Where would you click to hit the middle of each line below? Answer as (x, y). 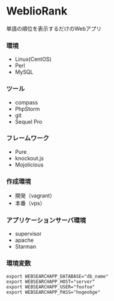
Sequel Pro (28, 121)
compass (26, 102)
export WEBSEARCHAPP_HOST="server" (51, 282)
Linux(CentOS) (33, 59)
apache (24, 240)
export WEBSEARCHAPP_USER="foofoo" (51, 287)
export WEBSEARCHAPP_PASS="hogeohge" (53, 292)
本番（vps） (30, 203)
